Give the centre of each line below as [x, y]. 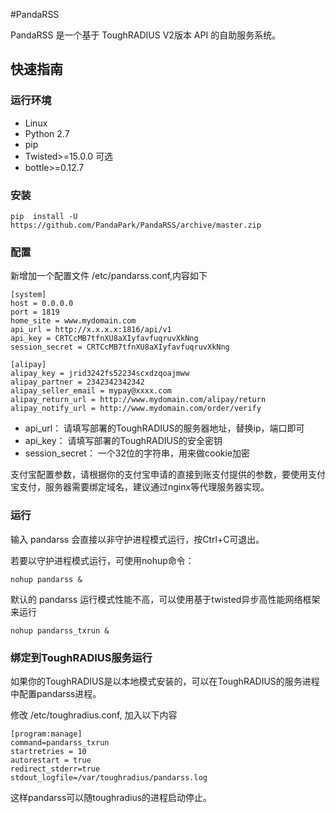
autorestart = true [51, 760]
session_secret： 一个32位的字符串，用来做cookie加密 [137, 453]
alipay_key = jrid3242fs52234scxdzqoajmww [100, 374]
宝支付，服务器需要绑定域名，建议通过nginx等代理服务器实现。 [140, 487]
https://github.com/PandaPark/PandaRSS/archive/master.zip [136, 225]
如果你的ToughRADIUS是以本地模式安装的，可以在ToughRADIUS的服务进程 [165, 681]
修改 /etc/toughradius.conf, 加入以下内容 [94, 715]
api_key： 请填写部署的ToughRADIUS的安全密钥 [123, 441]
